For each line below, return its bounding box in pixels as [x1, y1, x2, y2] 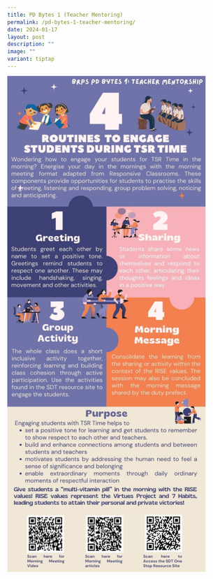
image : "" [7, 48, 36, 55]
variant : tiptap [7, 56, 54, 63]
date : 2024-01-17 [7, 26, 58, 33]
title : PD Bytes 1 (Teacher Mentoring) [7, 11, 124, 18]
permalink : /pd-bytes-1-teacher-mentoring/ [7, 18, 136, 26]
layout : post [7, 34, 45, 41]
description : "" [7, 41, 54, 48]
